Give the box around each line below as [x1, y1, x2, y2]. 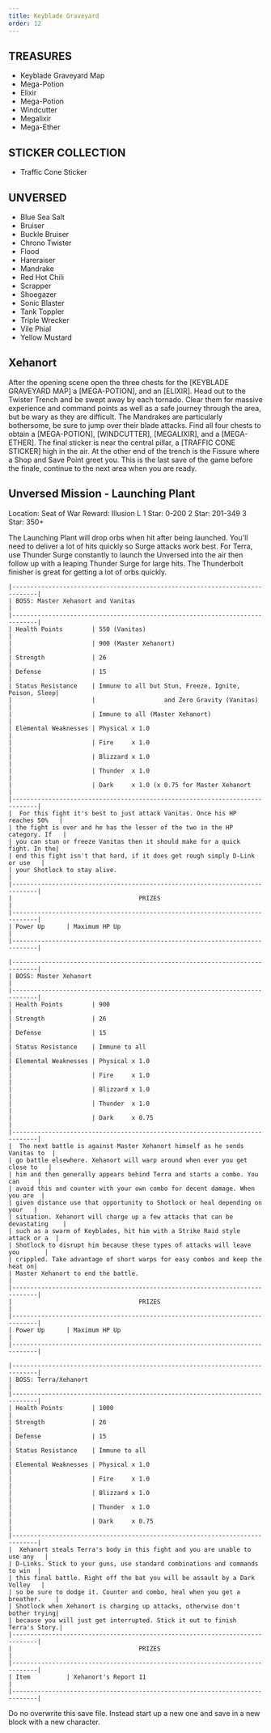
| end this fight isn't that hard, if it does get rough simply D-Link [8, 851, 255, 860]
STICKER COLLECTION [8, 146, 126, 159]
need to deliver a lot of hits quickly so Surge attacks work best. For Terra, [8, 541, 253, 551]
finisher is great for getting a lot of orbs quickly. [8, 567, 167, 577]
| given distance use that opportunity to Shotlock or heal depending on [8, 1198, 263, 1206]
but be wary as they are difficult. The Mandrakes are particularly [8, 412, 223, 422]
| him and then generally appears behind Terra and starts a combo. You [8, 1170, 259, 1178]
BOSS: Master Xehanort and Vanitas [15, 596, 136, 605]
